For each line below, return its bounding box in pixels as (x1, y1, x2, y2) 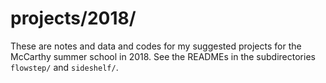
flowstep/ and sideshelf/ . (10, 61, 119, 73)
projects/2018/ (10, 7, 137, 30)
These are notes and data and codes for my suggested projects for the (10, 40, 302, 52)
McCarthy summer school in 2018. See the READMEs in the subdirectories (10, 50, 316, 62)
